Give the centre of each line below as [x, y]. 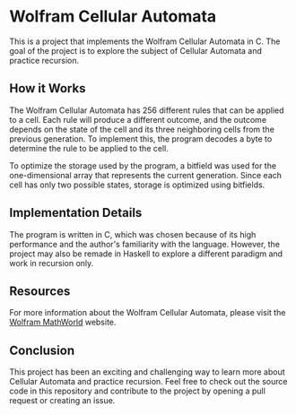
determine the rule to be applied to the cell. [89, 148]
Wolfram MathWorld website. [63, 322]
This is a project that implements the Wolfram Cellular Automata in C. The [145, 41]
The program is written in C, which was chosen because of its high [133, 234]
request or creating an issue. [62, 401]
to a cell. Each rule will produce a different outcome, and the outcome [138, 119]
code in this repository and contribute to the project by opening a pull [138, 391]
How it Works [48, 88]
